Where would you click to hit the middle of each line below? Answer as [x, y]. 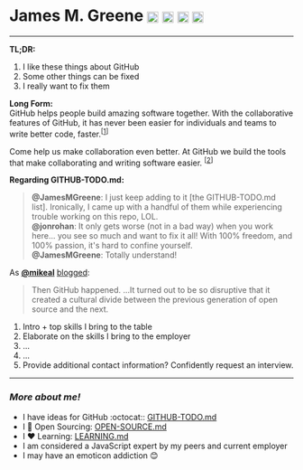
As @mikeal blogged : [50, 273]
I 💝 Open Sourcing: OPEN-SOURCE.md [94, 427]
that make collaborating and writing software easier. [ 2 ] [111, 162]
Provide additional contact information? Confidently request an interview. [158, 365]
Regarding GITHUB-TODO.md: [67, 180]
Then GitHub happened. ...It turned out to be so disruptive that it [151, 290]
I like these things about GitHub [81, 66]
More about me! [45, 397]
